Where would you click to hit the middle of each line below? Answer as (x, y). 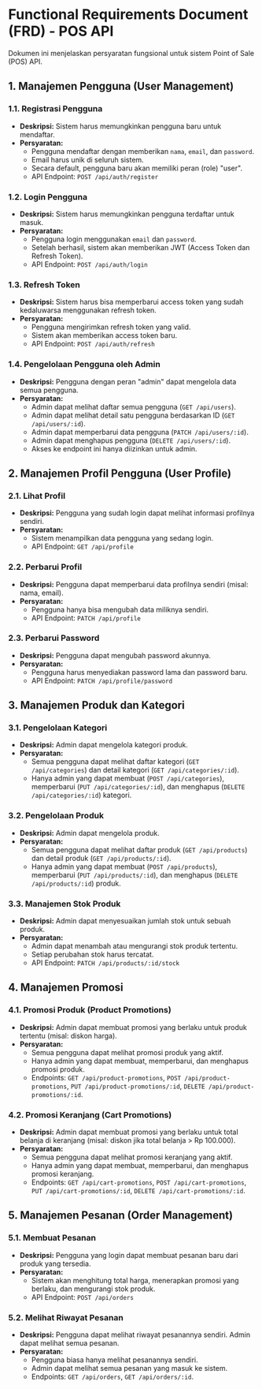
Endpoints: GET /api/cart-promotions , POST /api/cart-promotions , (139, 1182)
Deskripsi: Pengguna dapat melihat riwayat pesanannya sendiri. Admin (135, 1335)
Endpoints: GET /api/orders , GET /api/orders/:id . (113, 1377)
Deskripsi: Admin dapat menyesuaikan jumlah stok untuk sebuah (125, 921)
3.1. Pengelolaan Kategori (58, 728)
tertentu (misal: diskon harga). (68, 1035)
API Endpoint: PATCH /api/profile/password (102, 680)
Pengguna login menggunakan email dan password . (114, 239)
